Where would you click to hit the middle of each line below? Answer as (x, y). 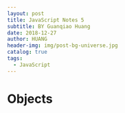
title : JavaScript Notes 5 (46, 20)
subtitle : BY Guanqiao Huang (49, 26)
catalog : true (27, 52)
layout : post (26, 13)
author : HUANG (27, 39)
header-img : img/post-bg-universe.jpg (62, 45)
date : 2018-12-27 (32, 33)
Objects (30, 99)
